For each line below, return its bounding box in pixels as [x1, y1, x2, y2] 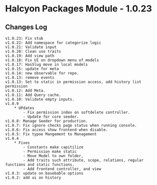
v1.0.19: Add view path [5, 53, 55, 58]
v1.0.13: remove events [5, 75, 55, 80]
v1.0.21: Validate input [5, 45, 57, 50]
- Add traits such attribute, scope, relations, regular [23, 158, 144, 163]
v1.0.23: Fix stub [5, 36, 43, 41]
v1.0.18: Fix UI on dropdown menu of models [5, 58, 99, 63]
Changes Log [5, 23, 47, 31]
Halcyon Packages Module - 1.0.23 [5, 3, 152, 14]
